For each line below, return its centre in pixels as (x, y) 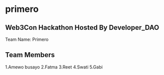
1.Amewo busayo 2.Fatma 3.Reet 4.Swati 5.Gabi (54, 67)
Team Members (30, 55)
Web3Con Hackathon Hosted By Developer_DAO (82, 28)
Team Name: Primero (27, 39)
